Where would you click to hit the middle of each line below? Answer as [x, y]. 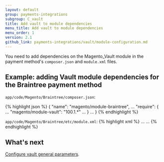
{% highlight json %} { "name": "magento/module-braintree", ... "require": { [82, 106]
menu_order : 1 [20, 33]
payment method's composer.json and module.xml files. [61, 61]
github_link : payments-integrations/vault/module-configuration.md [77, 42]
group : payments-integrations [37, 14]
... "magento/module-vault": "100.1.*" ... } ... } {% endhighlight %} [72, 112]
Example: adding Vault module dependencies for [82, 77]
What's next [24, 142]
